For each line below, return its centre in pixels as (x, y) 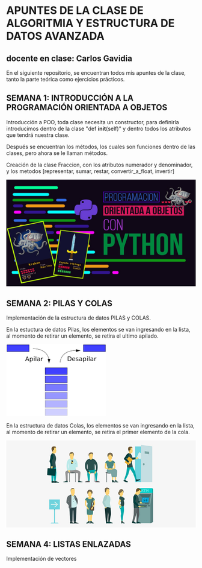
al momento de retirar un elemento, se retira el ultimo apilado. (82, 336)
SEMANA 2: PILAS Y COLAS (60, 303)
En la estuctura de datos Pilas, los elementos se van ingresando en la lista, (98, 330)
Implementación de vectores (41, 559)
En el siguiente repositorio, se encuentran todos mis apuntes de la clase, (96, 73)
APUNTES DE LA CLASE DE (75, 11)
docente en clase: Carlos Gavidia (69, 58)
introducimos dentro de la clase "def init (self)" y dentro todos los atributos (99, 128)
